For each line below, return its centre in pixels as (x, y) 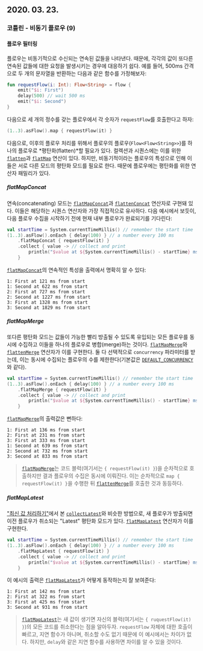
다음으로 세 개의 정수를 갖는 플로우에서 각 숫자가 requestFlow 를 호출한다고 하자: (100, 119)
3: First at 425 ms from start (46, 602)
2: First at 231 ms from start (46, 435)
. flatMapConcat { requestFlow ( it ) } (64, 241)
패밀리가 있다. (34, 173)
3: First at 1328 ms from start (47, 302)
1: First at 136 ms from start (46, 430)
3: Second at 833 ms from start (47, 456)
